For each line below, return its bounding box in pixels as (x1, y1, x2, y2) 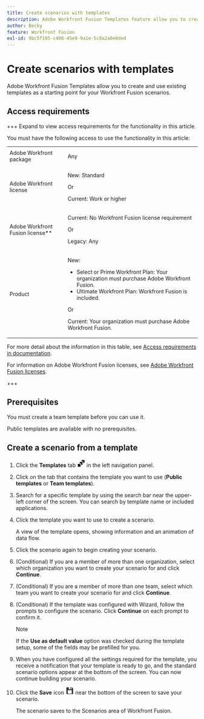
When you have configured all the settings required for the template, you (15, 655, 197, 663)
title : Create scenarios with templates (7, 10, 111, 16)
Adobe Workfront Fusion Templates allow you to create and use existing (7, 83, 186, 90)
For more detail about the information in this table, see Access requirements (7, 343, 196, 350)
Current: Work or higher (67, 195, 127, 202)
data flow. (15, 534, 41, 542)
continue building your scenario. (15, 675, 96, 682)
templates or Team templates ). (15, 480, 95, 487)
